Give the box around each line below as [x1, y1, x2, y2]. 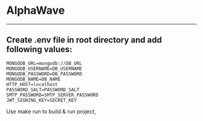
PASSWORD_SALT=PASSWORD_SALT [6, 87, 80, 93]
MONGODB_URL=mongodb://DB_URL [6, 60, 83, 66]
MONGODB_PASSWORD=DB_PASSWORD [6, 70, 83, 77]
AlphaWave [6, 4, 65, 17]
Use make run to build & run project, [6, 108, 97, 115]
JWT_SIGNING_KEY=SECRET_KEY [6, 97, 77, 103]
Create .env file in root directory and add [6, 35, 162, 45]
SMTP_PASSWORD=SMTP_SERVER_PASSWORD [6, 92, 98, 98]
